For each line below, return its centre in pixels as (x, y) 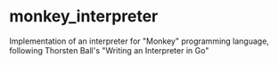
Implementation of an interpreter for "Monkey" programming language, (139, 41)
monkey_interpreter (84, 16)
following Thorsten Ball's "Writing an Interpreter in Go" (109, 50)
